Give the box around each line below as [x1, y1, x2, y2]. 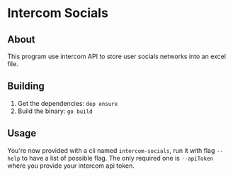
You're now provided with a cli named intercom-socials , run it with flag [7, 146, 215, 154]
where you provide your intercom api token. [7, 161, 135, 170]
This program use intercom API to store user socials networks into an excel [7, 52, 227, 60]
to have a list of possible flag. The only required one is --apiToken [21, 154, 214, 162]
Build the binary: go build [17, 107, 93, 115]
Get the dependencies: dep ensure [17, 99, 118, 107]
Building [7, 80, 45, 92]
